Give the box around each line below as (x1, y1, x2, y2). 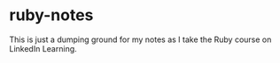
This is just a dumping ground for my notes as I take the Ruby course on (9, 34, 272, 45)
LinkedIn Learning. (9, 43, 77, 53)
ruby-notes (9, 5, 94, 25)
